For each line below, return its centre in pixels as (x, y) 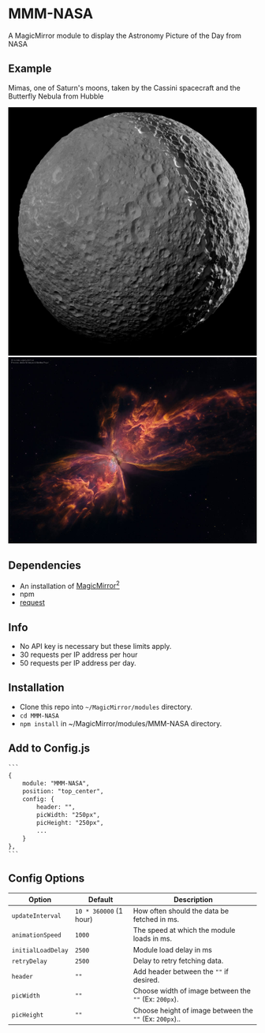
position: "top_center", (63, 791)
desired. (146, 980)
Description (193, 899)
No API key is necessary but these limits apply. (95, 647)
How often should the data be (181, 911)
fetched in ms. (156, 919)
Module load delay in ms (173, 949)
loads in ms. (152, 938)
